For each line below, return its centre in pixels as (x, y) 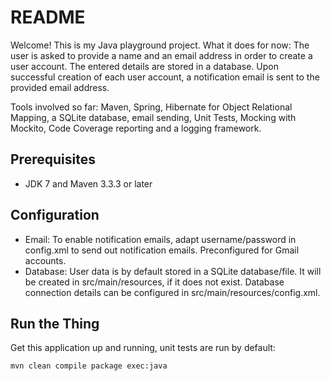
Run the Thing (55, 323)
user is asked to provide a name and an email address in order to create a (161, 55)
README (48, 17)
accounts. (45, 260)
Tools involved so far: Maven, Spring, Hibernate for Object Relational (151, 107)
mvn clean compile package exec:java (89, 366)
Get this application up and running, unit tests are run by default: (143, 348)
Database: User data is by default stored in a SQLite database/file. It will (173, 271)
